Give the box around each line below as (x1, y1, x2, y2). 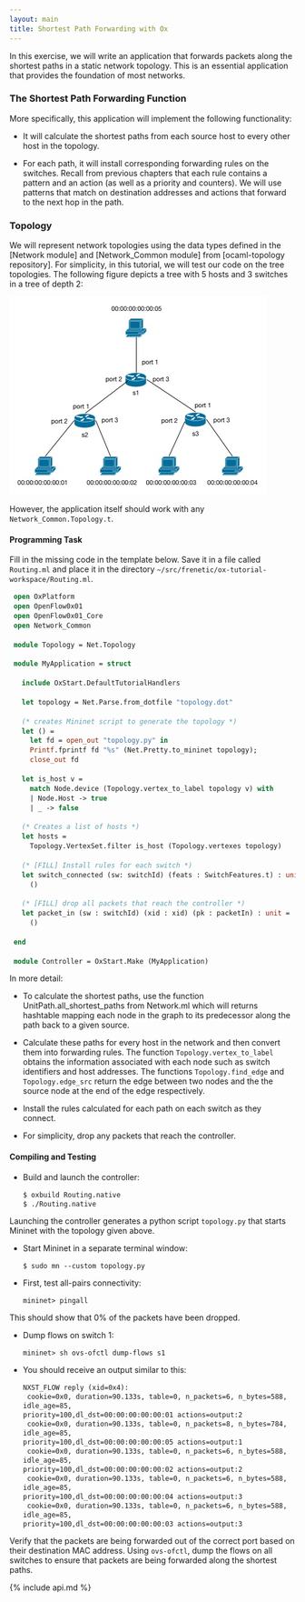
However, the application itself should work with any (9, 504, 205, 515)
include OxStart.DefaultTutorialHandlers (21, 678, 181, 688)
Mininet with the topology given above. (9, 1225, 155, 1236)
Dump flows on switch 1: (22, 1329, 114, 1340)
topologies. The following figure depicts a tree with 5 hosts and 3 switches (9, 269, 289, 280)
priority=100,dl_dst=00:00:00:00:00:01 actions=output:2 (22, 1410, 243, 1419)
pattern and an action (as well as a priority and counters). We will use (22, 177, 282, 188)
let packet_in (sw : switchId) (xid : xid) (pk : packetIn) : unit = (21, 909, 290, 918)
